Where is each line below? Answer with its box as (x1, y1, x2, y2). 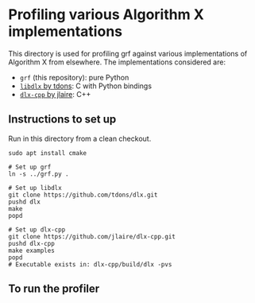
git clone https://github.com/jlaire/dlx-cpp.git (8, 232, 176, 240)
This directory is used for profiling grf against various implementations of (8, 49, 248, 58)
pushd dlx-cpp (8, 239, 56, 247)
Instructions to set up (8, 113, 117, 126)
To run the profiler (8, 282, 100, 296)
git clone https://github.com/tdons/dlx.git (8, 191, 158, 199)
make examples (8, 247, 56, 254)
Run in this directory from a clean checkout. (8, 134, 152, 143)
